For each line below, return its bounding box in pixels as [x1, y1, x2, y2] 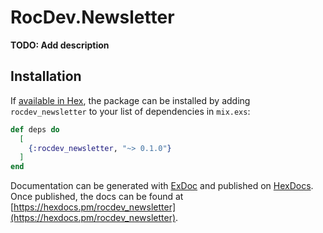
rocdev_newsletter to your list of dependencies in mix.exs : [10, 105, 251, 117]
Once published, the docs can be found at [10, 191, 184, 203]
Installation [10, 68, 82, 85]
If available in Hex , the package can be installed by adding [10, 94, 251, 106]
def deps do [10, 124, 60, 135]
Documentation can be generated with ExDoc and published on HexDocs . [10, 180, 314, 192]
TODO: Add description [10, 39, 110, 51]
